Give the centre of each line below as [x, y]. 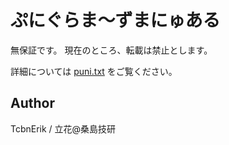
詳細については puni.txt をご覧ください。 [94, 71]
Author [32, 103]
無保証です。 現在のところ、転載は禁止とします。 [111, 50]
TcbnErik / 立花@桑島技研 [63, 128]
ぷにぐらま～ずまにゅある [115, 20]
